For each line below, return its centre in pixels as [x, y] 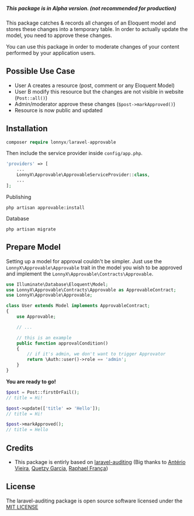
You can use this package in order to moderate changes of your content [93, 46]
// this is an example [44, 338]
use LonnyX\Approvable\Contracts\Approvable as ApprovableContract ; [91, 290]
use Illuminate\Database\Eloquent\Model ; [57, 284]
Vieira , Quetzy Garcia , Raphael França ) [61, 468]
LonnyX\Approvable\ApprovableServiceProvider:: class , [83, 175]
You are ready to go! [31, 381]
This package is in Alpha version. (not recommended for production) [91, 8]
